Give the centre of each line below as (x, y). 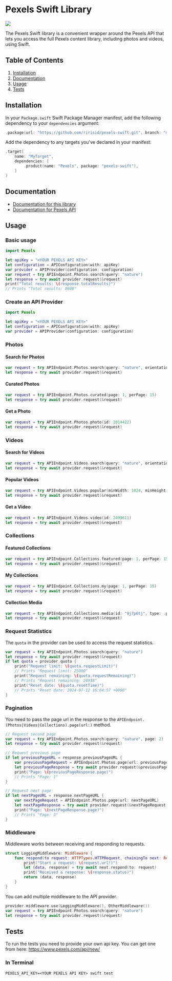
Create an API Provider (34, 302)
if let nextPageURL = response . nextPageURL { (55, 796)
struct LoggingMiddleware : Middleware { (49, 853)
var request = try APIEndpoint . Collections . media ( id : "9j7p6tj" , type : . (86, 613)
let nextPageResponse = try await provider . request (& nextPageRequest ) (91, 805)
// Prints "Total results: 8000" (41, 289)
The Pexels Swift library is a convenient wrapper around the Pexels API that (85, 33)
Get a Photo (18, 411)
